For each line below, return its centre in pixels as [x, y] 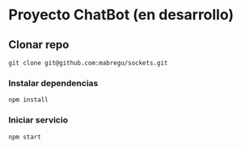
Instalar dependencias [53, 83]
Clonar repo [39, 45]
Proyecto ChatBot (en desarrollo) [121, 15]
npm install [28, 100]
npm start [25, 137]
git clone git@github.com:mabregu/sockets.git [88, 63]
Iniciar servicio [38, 120]
